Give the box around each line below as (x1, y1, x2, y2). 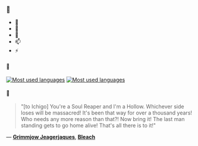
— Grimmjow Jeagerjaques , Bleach (6, 133, 96, 140)
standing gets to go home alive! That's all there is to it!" (20, 122, 156, 129)
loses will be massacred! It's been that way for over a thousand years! (20, 109, 192, 116)
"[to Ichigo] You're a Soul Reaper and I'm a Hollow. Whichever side (20, 103, 184, 110)
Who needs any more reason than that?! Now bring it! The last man (20, 115, 185, 122)
